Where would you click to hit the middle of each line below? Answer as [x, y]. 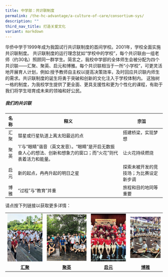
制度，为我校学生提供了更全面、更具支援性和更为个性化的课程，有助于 [90, 84]
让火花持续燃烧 [138, 153]
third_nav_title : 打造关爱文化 [35, 26]
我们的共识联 [18, 103]
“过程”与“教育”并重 [37, 190]
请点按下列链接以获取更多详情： [38, 206]
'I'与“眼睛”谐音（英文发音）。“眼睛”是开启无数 [64, 147]
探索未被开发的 [138, 167]
